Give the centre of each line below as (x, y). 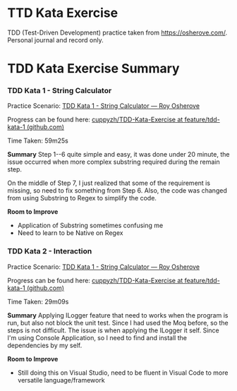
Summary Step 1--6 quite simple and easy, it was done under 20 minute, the (119, 155)
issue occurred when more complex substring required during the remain (114, 162)
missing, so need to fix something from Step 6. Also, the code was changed (117, 191)
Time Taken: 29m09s (38, 301)
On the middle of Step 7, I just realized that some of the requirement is (109, 183)
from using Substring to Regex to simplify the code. (82, 198)
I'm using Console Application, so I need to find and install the (97, 337)
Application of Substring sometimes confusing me (90, 225)
